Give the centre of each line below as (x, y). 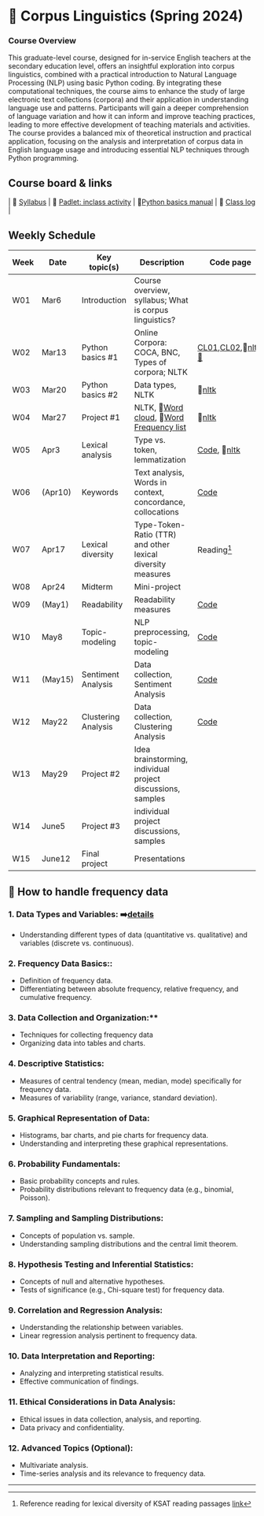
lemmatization (160, 460)
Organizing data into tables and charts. (82, 1043)
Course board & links (60, 183)
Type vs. (150, 440)
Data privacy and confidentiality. (72, 1427)
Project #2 (101, 774)
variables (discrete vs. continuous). (77, 943)
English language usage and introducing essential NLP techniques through (129, 150)
